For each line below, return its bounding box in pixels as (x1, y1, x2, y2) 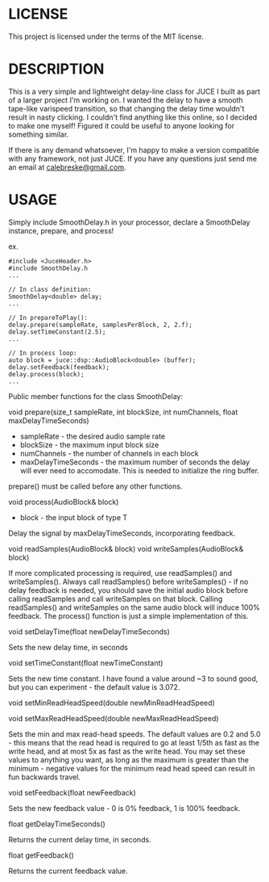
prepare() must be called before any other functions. (8, 481, 183, 491)
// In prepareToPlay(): (8, 313, 89, 321)
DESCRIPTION (8, 60, 105, 78)
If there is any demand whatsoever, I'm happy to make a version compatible (8, 145, 259, 154)
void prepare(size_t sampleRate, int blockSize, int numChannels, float (8, 407, 238, 417)
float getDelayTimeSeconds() (8, 819, 106, 829)
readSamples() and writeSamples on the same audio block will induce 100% (8, 603, 260, 612)
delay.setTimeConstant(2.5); (8, 328, 106, 336)
